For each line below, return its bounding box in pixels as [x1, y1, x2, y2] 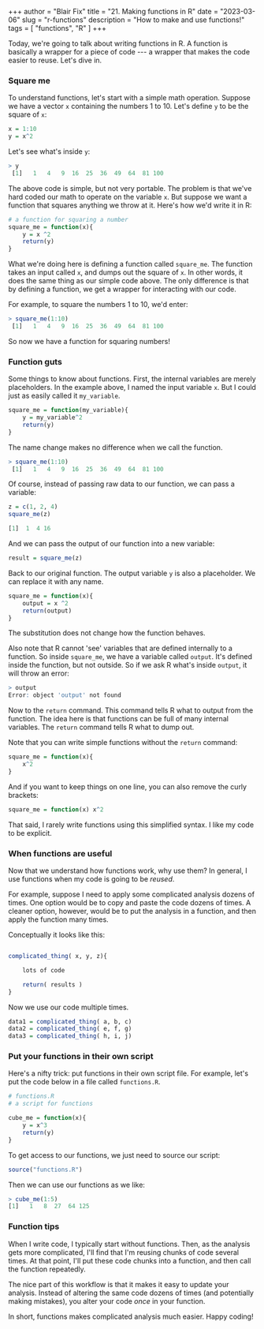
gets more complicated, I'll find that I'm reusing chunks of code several [8, 1247, 239, 1257]
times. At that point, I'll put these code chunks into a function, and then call [8, 1256, 251, 1265]
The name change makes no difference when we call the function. [8, 442, 223, 452]
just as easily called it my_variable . [8, 391, 121, 401]
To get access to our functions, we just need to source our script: [8, 1150, 221, 1159]
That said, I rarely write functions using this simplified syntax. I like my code [8, 820, 255, 829]
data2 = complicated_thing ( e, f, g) [8, 1025, 132, 1033]
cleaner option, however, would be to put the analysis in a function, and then [8, 907, 257, 916]
